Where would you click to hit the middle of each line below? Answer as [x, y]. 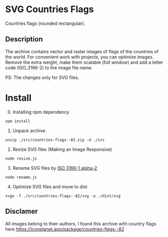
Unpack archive [29, 131]
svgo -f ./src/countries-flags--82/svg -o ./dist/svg [63, 196]
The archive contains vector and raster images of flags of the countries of [82, 51]
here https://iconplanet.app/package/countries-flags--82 [65, 229]
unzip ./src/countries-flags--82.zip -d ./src [55, 140]
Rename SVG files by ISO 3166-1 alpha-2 [55, 168]
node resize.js [21, 159]
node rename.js [21, 177]
